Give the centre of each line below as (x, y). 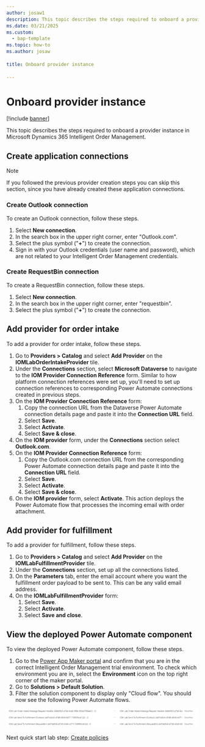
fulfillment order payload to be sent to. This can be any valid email (98, 583)
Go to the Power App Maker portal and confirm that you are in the (97, 661)
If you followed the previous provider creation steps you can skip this (93, 182)
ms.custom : (20, 32)
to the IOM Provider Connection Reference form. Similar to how (96, 375)
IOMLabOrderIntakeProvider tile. (57, 362)
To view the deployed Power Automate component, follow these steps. (95, 649)
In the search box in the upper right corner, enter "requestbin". (94, 303)
